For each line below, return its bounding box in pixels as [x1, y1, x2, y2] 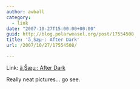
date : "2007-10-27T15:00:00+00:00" [6, 25, 96, 32]
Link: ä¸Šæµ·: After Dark [6, 64, 65, 71]
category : [6, 14, 32, 20]
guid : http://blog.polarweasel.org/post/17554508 [6, 31, 135, 37]
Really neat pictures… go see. [6, 76, 81, 83]
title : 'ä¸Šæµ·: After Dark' [6, 37, 80, 43]
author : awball [6, 8, 45, 15]
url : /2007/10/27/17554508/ [6, 43, 78, 49]
